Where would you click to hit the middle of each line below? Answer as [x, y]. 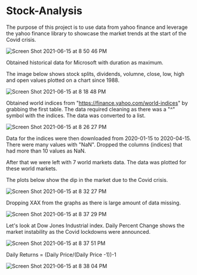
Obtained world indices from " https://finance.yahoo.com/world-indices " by [97, 103]
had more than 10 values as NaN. [46, 151]
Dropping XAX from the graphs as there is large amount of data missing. [94, 203]
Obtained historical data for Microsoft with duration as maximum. [85, 62]
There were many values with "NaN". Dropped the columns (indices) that [94, 144]
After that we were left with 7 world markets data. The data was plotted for [96, 162]
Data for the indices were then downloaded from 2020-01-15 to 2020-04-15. [98, 138]
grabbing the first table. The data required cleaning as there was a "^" [91, 109]
